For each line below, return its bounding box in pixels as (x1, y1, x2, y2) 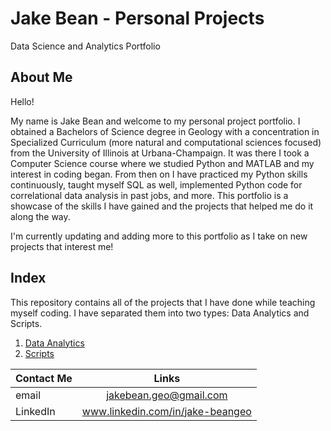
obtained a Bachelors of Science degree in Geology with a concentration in (10, 125, 320, 137)
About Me (10, 69, 73, 86)
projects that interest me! (10, 240, 114, 252)
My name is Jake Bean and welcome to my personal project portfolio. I (10, 115, 301, 127)
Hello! (10, 95, 35, 107)
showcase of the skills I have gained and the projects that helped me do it (10, 200, 314, 212)
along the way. (10, 210, 71, 222)
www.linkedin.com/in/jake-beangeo (81, 404, 252, 418)
